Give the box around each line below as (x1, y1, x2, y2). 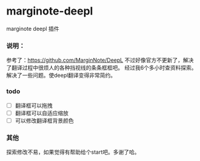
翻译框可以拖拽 (15, 102, 53, 109)
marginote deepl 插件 (6, 25, 59, 32)
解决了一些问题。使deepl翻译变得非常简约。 (6, 71, 116, 79)
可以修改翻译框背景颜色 (15, 117, 74, 124)
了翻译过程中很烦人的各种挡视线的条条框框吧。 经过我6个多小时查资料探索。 (6, 64, 197, 71)
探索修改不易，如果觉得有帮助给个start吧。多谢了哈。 (6, 148, 140, 156)
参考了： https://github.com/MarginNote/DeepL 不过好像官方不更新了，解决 (6, 56, 194, 64)
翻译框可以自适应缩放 (15, 109, 68, 116)
